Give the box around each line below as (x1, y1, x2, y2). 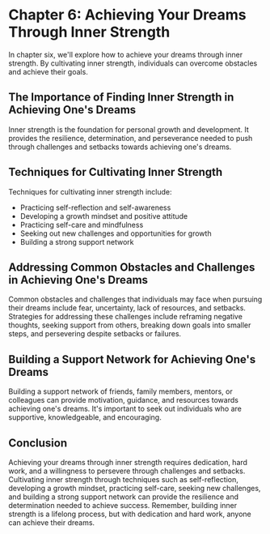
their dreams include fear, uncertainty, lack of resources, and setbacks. (8, 303, 247, 313)
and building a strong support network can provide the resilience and (8, 492, 238, 502)
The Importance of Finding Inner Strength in (8, 91, 234, 105)
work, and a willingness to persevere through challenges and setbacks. (8, 466, 246, 476)
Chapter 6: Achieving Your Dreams (8, 6, 247, 24)
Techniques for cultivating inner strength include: (8, 186, 172, 196)
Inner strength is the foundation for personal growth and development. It (8, 124, 249, 135)
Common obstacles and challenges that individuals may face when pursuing (8, 294, 263, 305)
